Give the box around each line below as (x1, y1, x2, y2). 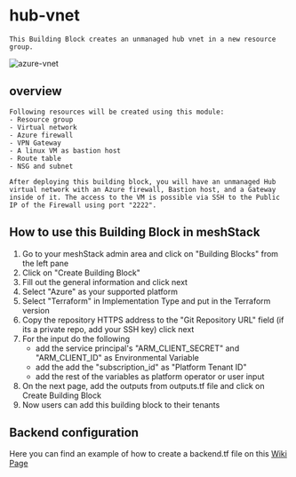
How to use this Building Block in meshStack (9, 225, 260, 240)
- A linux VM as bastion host (9, 146, 122, 155)
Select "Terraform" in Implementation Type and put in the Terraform (21, 295, 271, 306)
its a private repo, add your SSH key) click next (21, 323, 195, 334)
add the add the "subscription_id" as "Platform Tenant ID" (35, 362, 247, 372)
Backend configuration (9, 425, 140, 440)
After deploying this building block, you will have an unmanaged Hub (9, 177, 276, 187)
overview (9, 83, 62, 99)
